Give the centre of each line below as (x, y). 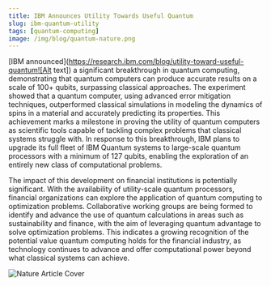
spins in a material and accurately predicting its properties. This (114, 113)
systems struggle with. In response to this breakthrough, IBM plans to (124, 139)
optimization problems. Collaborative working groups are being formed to (131, 207)
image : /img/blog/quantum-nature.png (72, 38)
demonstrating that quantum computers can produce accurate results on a (133, 79)
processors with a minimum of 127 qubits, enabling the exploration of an (129, 156)
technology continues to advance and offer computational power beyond (130, 250)
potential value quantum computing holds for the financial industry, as (125, 241)
